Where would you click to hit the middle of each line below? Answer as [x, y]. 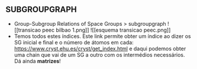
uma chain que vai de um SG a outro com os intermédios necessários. [99, 54]
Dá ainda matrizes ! [38, 61]
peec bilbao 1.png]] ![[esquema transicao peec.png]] [106, 30]
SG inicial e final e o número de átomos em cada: [74, 42]
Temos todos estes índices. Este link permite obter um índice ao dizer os [102, 36]
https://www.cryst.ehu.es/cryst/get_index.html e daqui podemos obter [100, 49]
